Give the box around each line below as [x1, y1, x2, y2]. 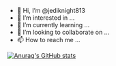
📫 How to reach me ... [16, 36, 81, 44]
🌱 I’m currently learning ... [16, 21, 90, 29]
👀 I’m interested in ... [16, 14, 75, 22]
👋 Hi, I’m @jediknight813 [16, 7, 85, 14]
